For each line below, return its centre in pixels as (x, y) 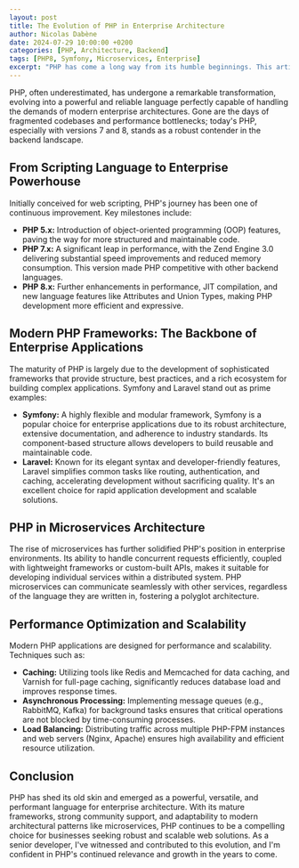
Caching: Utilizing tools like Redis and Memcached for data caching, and (156, 672)
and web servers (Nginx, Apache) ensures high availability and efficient (153, 739)
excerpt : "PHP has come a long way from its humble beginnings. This (141, 68)
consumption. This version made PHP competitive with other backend (150, 267)
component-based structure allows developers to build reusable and (148, 442)
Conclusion (42, 776)
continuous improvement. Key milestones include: (101, 212)
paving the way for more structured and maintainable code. (131, 239)
